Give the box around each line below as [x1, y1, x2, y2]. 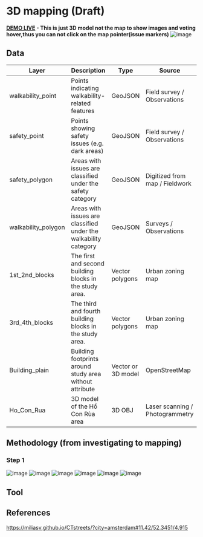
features [71, 106, 95, 115]
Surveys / [146, 219, 173, 227]
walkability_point [9, 91, 57, 100]
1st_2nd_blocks [9, 270, 54, 279]
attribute [71, 385, 95, 393]
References [6, 508, 51, 518]
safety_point [9, 131, 44, 140]
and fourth [71, 307, 101, 315]
